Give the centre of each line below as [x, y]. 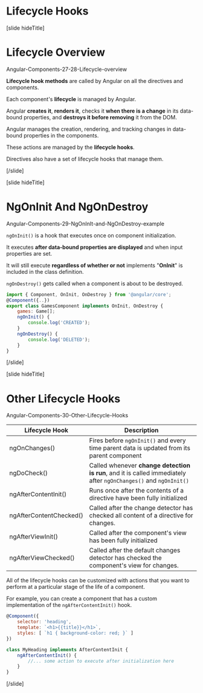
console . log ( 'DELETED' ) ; [59, 340]
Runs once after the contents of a [137, 491]
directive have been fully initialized [138, 498]
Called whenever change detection [140, 466]
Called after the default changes [135, 551]
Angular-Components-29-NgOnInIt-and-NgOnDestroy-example [85, 224]
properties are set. [29, 253]
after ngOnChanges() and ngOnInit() [139, 481]
